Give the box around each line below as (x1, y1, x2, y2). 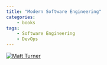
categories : (6, 14, 35, 20)
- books (17, 19, 35, 25)
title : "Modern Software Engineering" (6, 8, 102, 15)
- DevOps (17, 36, 38, 42)
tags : (6, 25, 20, 31)
